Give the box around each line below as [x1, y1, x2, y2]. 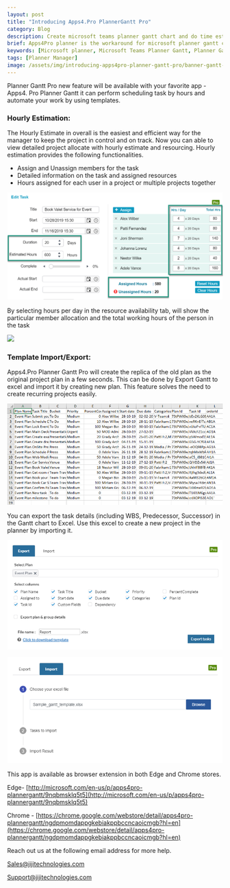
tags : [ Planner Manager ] [7, 55, 78, 62]
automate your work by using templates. [7, 96, 121, 104]
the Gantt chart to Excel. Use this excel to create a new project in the [7, 519, 201, 527]
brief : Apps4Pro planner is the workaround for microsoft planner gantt [7, 40, 219, 47]
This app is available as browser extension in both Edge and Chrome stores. [7, 770, 221, 778]
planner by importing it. [7, 526, 73, 535]
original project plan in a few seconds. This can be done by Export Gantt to [7, 375, 218, 383]
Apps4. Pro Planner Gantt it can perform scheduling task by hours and [7, 89, 205, 97]
